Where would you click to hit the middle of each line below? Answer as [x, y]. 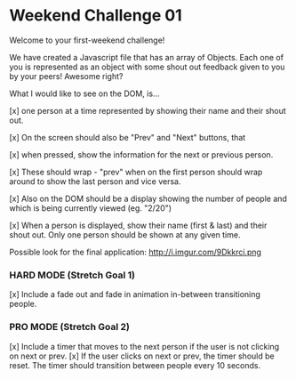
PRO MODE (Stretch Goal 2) [70, 327]
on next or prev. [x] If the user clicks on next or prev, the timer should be [142, 356]
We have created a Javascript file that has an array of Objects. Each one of [147, 57]
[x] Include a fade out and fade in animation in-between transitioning [135, 294]
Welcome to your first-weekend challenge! [87, 40]
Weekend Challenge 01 [96, 16]
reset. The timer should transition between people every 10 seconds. [135, 365]
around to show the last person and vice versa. [95, 181]
